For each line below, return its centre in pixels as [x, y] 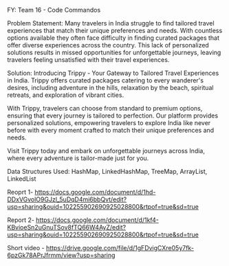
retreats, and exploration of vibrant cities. [66, 95]
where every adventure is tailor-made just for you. [78, 158]
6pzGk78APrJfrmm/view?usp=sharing [61, 255]
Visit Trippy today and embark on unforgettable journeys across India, [106, 151]
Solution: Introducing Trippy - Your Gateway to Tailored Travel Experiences [113, 73]
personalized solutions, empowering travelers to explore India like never [109, 123]
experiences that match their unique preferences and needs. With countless [115, 31]
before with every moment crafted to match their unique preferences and [111, 130]
